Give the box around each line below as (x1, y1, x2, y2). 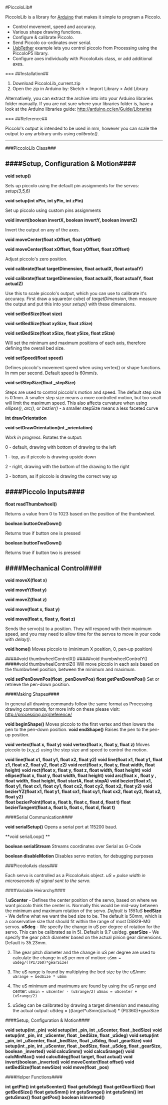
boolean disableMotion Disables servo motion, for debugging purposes (5, 853, 153, 859)
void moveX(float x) (5, 577, 47, 583)
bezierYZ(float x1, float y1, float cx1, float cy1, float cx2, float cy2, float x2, (5, 788, 162, 794)
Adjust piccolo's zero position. (5, 255, 67, 262)
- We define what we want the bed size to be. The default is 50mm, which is (5, 913, 162, 919)
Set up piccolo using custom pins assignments (5, 207, 101, 213)
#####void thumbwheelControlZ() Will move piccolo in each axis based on (5, 661, 159, 667)
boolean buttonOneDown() (5, 520, 62, 526)
